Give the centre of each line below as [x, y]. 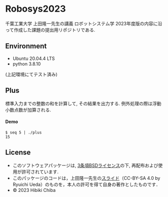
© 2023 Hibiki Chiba [34, 190]
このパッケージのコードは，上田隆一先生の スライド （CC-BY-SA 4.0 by [87, 178]
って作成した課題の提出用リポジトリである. [50, 30]
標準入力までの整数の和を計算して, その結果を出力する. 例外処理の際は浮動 [83, 103]
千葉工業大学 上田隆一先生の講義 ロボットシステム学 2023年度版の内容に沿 [84, 23]
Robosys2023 [36, 9]
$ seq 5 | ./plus [24, 133]
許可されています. [40, 172]
